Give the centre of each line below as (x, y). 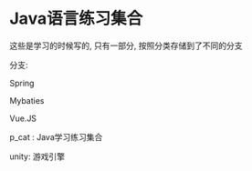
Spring (22, 83)
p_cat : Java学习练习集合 (56, 136)
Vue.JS (23, 118)
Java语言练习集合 (76, 19)
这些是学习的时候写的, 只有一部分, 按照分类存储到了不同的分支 (126, 45)
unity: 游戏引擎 (37, 156)
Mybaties (27, 100)
